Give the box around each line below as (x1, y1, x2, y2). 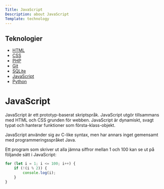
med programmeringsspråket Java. (5, 137, 76, 143)
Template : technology (5, 16, 50, 21)
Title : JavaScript (5, 7, 43, 12)
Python (12, 79, 27, 85)
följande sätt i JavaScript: (5, 152, 56, 158)
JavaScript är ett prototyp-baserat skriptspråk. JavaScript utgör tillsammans (5, 112, 160, 118)
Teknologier (5, 34, 43, 43)
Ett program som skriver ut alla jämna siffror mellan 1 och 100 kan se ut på (5, 146, 155, 152)
